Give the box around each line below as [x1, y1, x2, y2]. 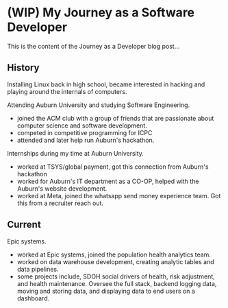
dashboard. [16, 294, 50, 303]
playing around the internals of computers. [7, 87, 127, 95]
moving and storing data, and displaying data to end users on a [16, 287, 195, 295]
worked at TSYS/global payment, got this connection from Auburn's [16, 163, 209, 171]
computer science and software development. [16, 121, 147, 130]
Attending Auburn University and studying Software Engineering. [7, 101, 190, 109]
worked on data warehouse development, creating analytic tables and [16, 257, 214, 265]
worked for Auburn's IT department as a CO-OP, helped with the [16, 177, 199, 185]
